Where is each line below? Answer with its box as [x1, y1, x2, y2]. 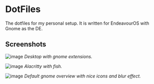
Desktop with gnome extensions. [24, 53, 92, 59]
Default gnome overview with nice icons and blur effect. [24, 73, 141, 79]
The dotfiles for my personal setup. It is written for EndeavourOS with [5, 20, 149, 26]
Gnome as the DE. [5, 25, 43, 31]
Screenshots [5, 40, 46, 49]
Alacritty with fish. [24, 63, 62, 69]
